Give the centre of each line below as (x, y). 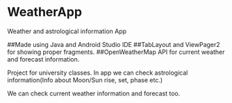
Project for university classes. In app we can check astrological (98, 73)
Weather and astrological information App (67, 31)
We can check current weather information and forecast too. (94, 93)
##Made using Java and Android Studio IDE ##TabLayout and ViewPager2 (114, 44)
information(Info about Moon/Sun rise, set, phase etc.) (85, 79)
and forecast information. (43, 59)
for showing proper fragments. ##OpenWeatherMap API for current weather (116, 52)
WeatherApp (44, 12)
